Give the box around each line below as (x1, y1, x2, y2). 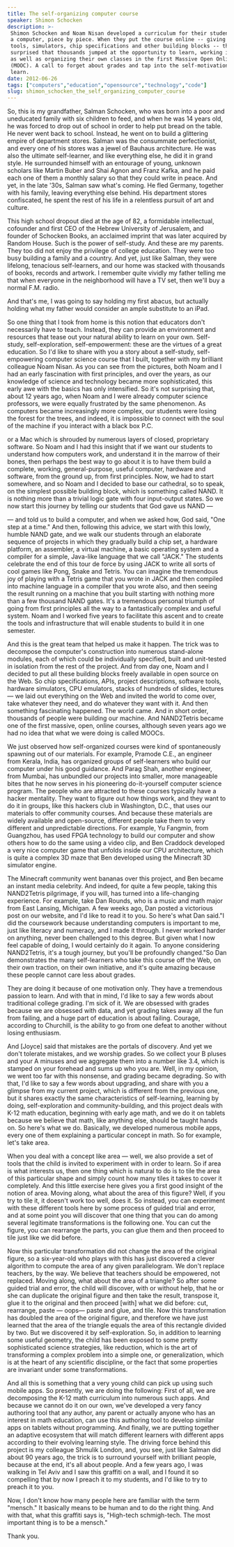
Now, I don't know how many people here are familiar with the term (7, 1496, 200, 1504)
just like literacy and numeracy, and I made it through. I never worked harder (7, 927, 226, 935)
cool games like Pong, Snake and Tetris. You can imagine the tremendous (7, 567, 218, 576)
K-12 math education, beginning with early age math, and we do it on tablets (7, 1109, 226, 1118)
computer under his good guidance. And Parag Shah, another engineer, (7, 765, 212, 773)
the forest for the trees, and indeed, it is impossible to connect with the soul (7, 414, 224, 422)
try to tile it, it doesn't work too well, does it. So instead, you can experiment (7, 1196, 226, 1205)
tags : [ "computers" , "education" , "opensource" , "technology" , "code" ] (7, 82, 208, 89)
